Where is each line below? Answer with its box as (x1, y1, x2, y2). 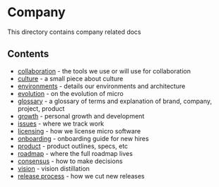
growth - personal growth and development (17, 111, 145, 120)
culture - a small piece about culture (17, 74, 124, 83)
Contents (7, 48, 49, 60)
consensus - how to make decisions (17, 157, 123, 165)
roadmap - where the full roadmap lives (17, 149, 133, 157)
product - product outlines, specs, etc (17, 142, 129, 150)
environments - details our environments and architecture (17, 82, 186, 90)
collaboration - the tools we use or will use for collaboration (17, 66, 191, 75)
